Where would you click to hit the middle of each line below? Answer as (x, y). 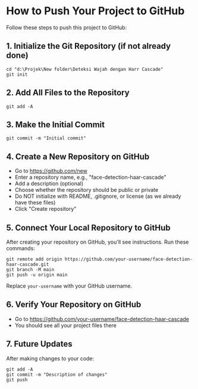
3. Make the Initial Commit (56, 124)
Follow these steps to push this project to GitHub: (67, 27)
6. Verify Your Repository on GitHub (74, 305)
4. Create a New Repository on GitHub (78, 156)
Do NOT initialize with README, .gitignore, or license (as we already (98, 196)
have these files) (35, 203)
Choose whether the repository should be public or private (87, 190)
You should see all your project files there (66, 325)
